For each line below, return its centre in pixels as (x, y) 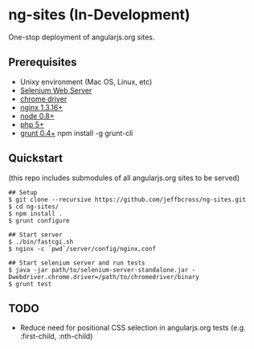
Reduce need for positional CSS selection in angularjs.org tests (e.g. (133, 328)
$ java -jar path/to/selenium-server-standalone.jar (98, 270)
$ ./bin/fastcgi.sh (41, 242)
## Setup (23, 192)
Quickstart (36, 158)
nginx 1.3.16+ (41, 107)
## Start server (35, 235)
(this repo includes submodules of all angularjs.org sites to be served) (124, 178)
